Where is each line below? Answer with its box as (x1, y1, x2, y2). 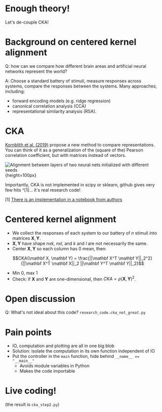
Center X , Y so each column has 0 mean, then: (12, 245, 107, 251)
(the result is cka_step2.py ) (5, 402, 60, 408)
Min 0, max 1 (12, 270, 38, 276)
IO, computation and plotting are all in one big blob (12, 343, 114, 349)
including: (5, 88, 26, 94)
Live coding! (5, 385, 56, 396)
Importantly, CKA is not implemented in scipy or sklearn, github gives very (5, 181, 155, 187)
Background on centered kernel (5, 36, 136, 48)
